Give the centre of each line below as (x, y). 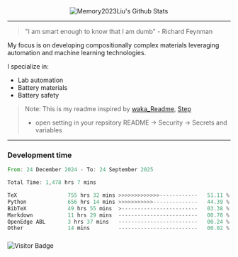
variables (49, 130)
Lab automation (40, 80)
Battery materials (42, 87)
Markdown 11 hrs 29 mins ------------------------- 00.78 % (119, 215)
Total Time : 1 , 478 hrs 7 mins (52, 183)
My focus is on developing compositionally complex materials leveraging (113, 45)
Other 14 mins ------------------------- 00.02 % (119, 228)
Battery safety (38, 95)
